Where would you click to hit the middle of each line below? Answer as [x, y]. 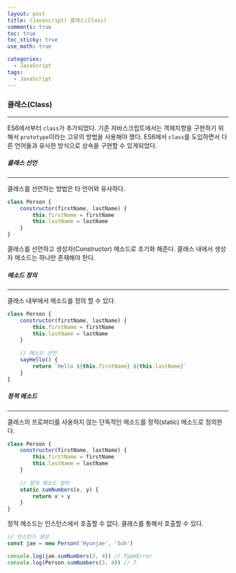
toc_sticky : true [33, 40]
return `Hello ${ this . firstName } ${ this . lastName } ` [110, 366]
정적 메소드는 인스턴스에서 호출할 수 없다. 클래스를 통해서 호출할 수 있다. [105, 524]
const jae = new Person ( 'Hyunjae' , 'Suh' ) [70, 543]
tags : [15, 72]
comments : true [29, 27]
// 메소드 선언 [38, 353]
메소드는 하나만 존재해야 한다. [55, 258]
